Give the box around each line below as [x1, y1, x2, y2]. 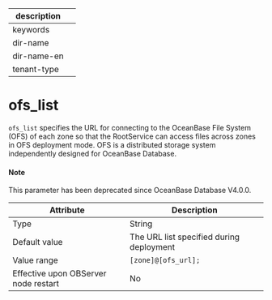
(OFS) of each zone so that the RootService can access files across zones [8, 131, 257, 141]
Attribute [49, 204, 85, 216]
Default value [12, 237, 63, 248]
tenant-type [12, 64, 59, 75]
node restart [12, 278, 59, 289]
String [129, 218, 153, 229]
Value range [12, 255, 58, 266]
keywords [12, 24, 50, 35]
